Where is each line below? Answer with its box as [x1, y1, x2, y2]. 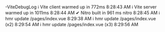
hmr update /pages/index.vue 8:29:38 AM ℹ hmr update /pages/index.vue [5, 16, 156, 21]
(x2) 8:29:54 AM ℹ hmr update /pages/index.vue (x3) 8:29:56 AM [5, 22, 138, 27]
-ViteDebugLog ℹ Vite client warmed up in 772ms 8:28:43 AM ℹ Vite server [5, 4, 157, 10]
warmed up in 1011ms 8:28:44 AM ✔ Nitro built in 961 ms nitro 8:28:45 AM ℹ [5, 10, 160, 16]
